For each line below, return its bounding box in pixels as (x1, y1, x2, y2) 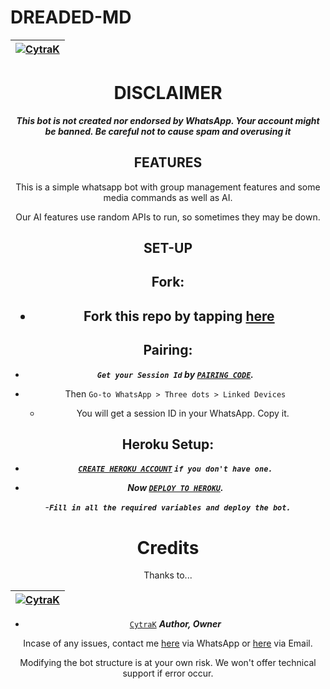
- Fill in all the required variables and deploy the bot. (44, 501, 292, 513)
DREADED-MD (10, 6, 132, 29)
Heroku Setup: (121, 436, 215, 453)
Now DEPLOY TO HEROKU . (127, 482, 224, 494)
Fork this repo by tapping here (83, 307, 275, 325)
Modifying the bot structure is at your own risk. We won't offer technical (19, 657, 317, 669)
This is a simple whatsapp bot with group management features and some (15, 181, 321, 193)
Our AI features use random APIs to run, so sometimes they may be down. (15, 211, 321, 223)
